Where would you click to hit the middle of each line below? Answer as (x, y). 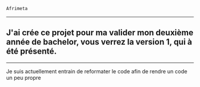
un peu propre (24, 77)
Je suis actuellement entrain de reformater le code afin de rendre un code (97, 71)
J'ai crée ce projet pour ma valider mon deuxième (100, 33)
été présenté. (32, 52)
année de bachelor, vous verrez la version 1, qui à (99, 42)
